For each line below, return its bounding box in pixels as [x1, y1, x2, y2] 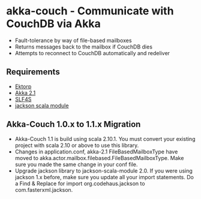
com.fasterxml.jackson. [14, 186, 73, 193]
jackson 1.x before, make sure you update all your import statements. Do [14, 173, 194, 180]
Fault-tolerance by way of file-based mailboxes [14, 37, 132, 44]
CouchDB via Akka [6, 17, 101, 31]
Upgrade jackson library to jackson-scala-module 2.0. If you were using [14, 167, 193, 174]
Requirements [6, 67, 60, 77]
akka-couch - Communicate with [6, 4, 174, 18]
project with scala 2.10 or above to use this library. [14, 141, 139, 149]
